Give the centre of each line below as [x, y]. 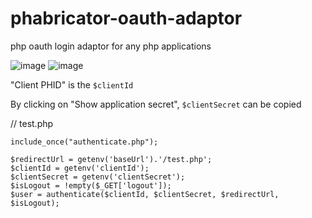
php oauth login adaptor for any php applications [111, 46]
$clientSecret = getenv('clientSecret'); [98, 177]
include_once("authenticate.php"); [84, 142]
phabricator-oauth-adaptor [126, 18]
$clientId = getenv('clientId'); [80, 168]
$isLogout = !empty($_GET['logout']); [91, 185]
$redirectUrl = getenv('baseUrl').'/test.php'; [111, 159]
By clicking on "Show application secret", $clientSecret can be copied [156, 104]
